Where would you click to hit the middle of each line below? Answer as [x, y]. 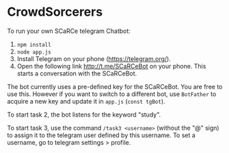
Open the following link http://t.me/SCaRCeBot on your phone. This [111, 66]
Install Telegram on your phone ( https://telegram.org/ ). [94, 58]
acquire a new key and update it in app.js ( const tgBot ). [86, 101]
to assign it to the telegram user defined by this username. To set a [102, 135]
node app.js [34, 52]
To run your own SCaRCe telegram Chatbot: [69, 31]
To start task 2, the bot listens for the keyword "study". [84, 115]
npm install [34, 45]
